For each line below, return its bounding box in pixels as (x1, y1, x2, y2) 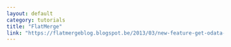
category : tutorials (6, 17, 66, 23)
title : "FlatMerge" (6, 23, 63, 30)
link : (6, 29, 22, 37)
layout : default (6, 10, 53, 17)
